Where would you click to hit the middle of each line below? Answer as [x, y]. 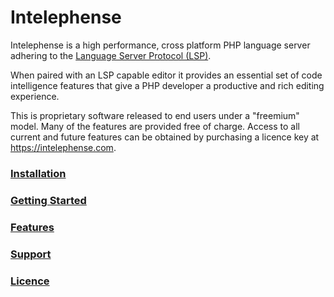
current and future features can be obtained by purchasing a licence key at [165, 137]
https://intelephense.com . [63, 147]
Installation [38, 173]
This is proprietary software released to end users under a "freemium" [155, 115]
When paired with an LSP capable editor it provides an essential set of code [166, 75]
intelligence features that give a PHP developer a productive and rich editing [167, 85]
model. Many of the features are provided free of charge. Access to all [155, 126]
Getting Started [48, 200]
